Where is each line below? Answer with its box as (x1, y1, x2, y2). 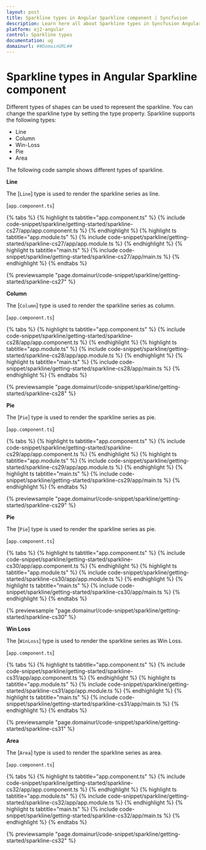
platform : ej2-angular (6, 26, 64, 33)
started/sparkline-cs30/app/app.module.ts (6, 575, 115, 583)
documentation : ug (6, 37, 53, 44)
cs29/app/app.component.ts (6, 450, 78, 458)
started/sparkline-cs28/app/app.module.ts (6, 352, 115, 359)
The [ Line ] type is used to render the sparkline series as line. (6, 190, 161, 197)
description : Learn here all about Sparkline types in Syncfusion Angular (6, 20, 202, 26)
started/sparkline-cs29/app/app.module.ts (6, 463, 115, 471)
